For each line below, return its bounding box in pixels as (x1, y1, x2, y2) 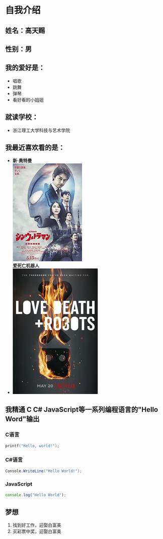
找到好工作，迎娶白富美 (12, 522, 61, 528)
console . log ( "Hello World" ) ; (5, 493, 66, 498)
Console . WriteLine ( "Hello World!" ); (5, 469, 82, 474)
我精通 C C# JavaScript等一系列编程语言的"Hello (5, 405, 158, 414)
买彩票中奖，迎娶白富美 (12, 528, 61, 534)
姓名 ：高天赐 (5, 26, 45, 35)
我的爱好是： (5, 63, 45, 72)
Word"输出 (5, 415, 40, 423)
